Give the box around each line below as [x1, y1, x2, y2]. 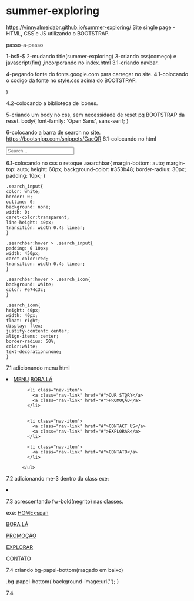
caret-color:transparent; [6, 214, 69, 220]
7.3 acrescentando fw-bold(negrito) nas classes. [6, 498, 123, 505]
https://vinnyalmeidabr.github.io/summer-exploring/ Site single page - [6, 24, 175, 31]
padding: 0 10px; [6, 245, 49, 251]
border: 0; [6, 194, 33, 200]
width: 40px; [6, 312, 38, 318]
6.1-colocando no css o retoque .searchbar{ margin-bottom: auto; [6, 159, 165, 166]
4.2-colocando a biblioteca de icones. [6, 99, 98, 107]
